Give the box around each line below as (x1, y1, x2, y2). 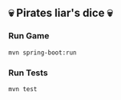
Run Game (8, 30, 50, 42)
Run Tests (8, 67, 48, 78)
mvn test (8, 85, 38, 93)
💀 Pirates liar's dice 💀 (8, 6, 113, 20)
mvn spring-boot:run (8, 48, 78, 57)
